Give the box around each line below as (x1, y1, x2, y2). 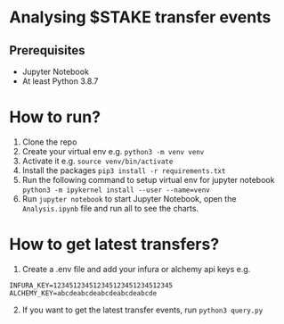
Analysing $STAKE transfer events (9, 7, 272, 28)
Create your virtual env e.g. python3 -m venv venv (21, 145, 205, 156)
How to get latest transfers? (9, 235, 220, 254)
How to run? (9, 107, 101, 128)
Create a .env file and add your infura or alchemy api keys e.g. (21, 263, 251, 274)
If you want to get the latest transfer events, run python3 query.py (21, 304, 264, 315)
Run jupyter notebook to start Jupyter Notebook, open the (21, 193, 237, 204)
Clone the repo (21, 137, 77, 147)
